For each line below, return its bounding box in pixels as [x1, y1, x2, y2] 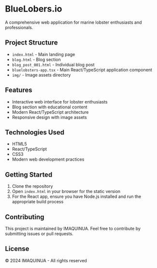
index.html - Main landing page [12, 51, 75, 57]
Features [5, 86, 32, 94]
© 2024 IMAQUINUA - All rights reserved [5, 257, 87, 263]
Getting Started [5, 170, 53, 179]
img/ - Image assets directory [12, 72, 71, 78]
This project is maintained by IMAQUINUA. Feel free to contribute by [5, 226, 141, 231]
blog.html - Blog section [12, 57, 61, 62]
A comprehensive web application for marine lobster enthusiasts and [5, 19, 142, 25]
